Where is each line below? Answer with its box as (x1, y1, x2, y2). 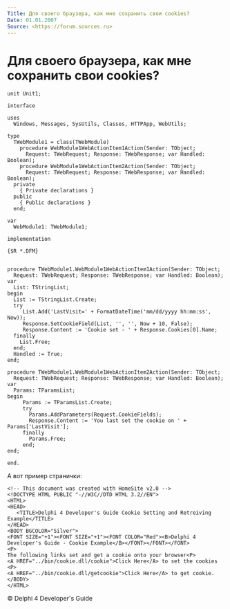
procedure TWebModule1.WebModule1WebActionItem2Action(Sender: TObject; (7, 369, 221, 376)
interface (7, 102, 36, 109)
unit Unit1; (7, 91, 41, 98)
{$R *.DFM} (7, 248, 39, 255)
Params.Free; (28, 435, 67, 443)
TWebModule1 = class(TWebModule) (13, 139, 110, 146)
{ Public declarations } (19, 199, 91, 206)
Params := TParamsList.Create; (22, 399, 113, 406)
